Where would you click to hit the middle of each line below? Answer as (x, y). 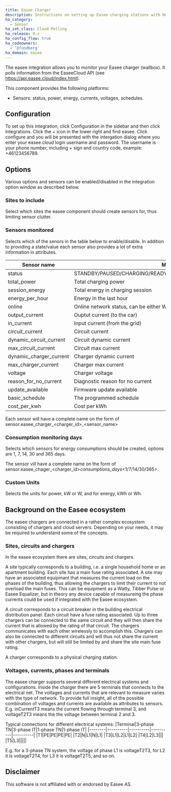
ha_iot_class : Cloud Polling (36, 29)
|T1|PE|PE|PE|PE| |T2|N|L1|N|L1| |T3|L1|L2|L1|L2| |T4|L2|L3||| (99, 735)
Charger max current (99, 365)
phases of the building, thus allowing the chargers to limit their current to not (85, 583)
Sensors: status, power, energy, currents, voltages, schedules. (78, 98)
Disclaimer (23, 772)
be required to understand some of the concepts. (57, 533)
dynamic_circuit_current (37, 340)
